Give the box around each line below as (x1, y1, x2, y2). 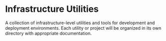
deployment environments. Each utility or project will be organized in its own (5, 25, 162, 31)
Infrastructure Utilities (5, 3, 99, 15)
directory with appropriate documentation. (5, 30, 92, 36)
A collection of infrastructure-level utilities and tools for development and (5, 20, 155, 26)
